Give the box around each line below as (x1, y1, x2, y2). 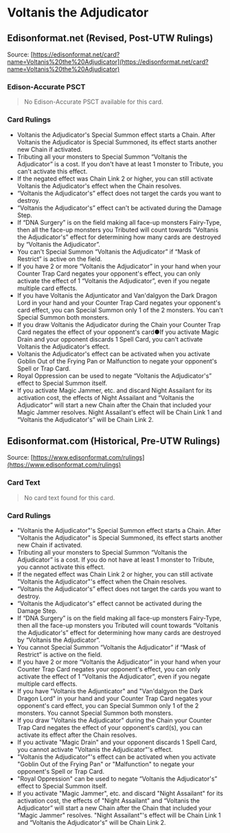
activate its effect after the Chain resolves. (16, 731, 137, 739)
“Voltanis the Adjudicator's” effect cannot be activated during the (16, 599, 203, 608)
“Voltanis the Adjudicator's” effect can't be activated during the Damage (16, 203, 222, 212)
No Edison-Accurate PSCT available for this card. (23, 98, 163, 106)
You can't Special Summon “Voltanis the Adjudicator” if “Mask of (16, 247, 201, 256)
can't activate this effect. (16, 167, 88, 175)
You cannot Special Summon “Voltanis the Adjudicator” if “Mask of (16, 643, 206, 651)
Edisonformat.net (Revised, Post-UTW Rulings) (7, 32, 214, 44)
